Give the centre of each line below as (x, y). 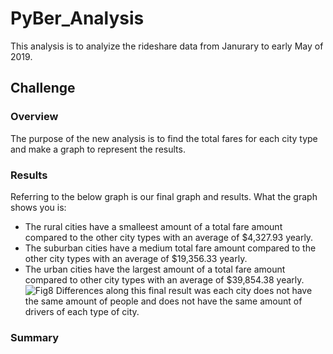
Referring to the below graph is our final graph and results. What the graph (164, 196)
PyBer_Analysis (77, 18)
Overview (34, 117)
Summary (35, 337)
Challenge (43, 88)
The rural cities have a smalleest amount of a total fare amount (153, 226)
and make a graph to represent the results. (98, 149)
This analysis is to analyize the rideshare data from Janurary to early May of (167, 46)
